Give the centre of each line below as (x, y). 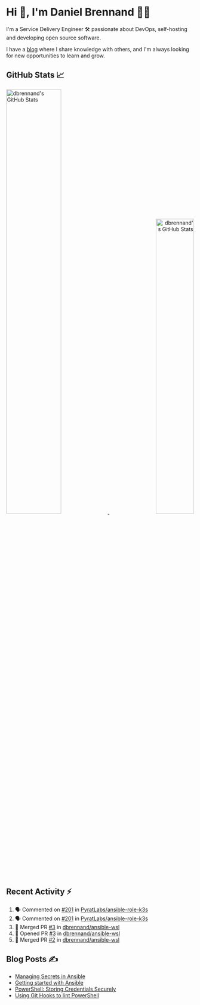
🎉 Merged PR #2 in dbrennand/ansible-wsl (67, 939)
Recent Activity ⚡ (39, 892)
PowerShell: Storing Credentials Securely (65, 989)
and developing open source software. (54, 38)
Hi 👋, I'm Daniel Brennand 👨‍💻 (79, 12)
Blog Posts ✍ (32, 959)
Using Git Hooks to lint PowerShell (57, 995)
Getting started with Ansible (49, 983)
